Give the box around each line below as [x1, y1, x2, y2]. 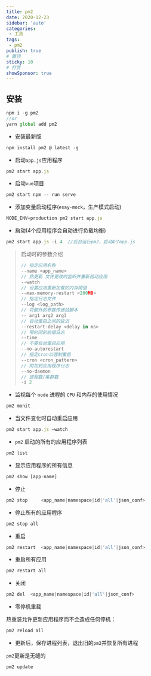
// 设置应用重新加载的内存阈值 [20, 285, 87, 291]
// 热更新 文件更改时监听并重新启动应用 [20, 273, 107, 279]
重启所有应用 [14, 556, 47, 563]
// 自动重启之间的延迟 [20, 318, 70, 324]
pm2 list [6, 450, 28, 456]
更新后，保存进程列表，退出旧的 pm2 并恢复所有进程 [14, 639, 138, 647]
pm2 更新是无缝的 [6, 652, 46, 659]
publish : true [6, 48, 42, 54]
